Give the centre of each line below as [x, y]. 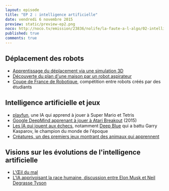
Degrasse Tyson [29, 183]
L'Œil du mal [25, 172]
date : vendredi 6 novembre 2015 [39, 19]
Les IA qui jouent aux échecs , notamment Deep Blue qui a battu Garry [85, 126]
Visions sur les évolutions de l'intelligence [73, 152]
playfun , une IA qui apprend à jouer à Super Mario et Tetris [73, 115]
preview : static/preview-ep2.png [40, 24]
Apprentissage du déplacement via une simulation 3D [68, 71]
